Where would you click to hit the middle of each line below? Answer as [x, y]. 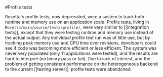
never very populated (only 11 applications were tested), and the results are [81, 53]
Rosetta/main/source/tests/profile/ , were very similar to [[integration [77, 27]
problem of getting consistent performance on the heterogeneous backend [81, 64]
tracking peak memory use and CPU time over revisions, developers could [81, 43]
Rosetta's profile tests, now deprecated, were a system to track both [75, 17]
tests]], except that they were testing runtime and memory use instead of [80, 32]
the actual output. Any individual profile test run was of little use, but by [78, 38]
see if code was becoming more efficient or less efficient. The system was [81, 48]
